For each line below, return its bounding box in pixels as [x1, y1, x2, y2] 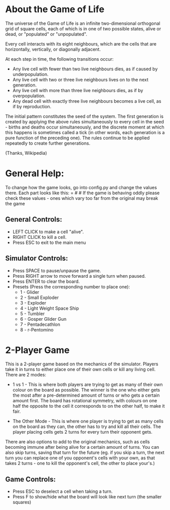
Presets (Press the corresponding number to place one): [12, 283, 130, 289]
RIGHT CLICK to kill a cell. [12, 234, 67, 240]
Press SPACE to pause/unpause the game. [12, 267, 101, 274]
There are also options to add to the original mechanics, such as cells [5, 439, 150, 445]
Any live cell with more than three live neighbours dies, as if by [12, 87, 143, 93]
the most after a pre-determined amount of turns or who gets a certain [12, 392, 160, 398]
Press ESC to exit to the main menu [12, 239, 86, 245]
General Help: [5, 168, 64, 179]
